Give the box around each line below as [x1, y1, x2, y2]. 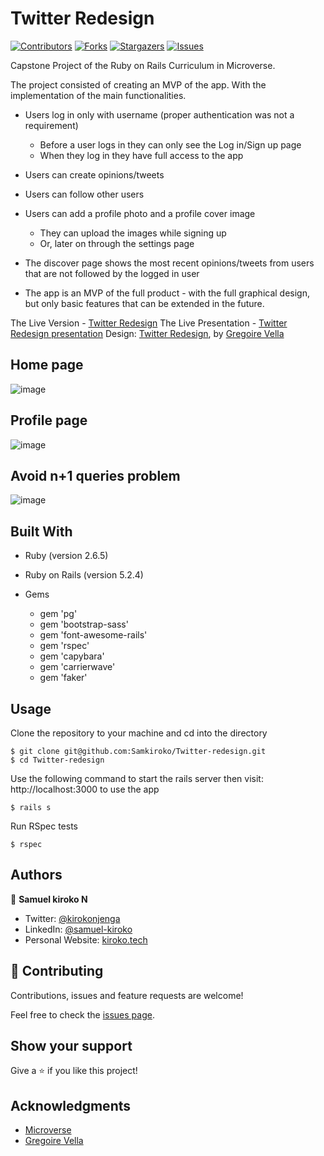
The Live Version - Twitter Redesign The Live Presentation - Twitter [10, 317, 288, 329]
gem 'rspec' [39, 640, 90, 652]
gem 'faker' [39, 672, 88, 684]
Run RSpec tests [10, 820, 78, 832]
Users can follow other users [24, 188, 145, 200]
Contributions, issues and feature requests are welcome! [10, 989, 244, 1001]
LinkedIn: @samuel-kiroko [24, 923, 133, 935]
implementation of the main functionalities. [10, 89, 187, 101]
